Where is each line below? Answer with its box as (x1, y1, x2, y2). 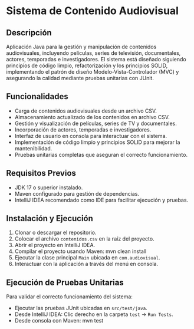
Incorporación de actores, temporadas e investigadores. (14, 126, 152, 133)
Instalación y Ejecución (6, 213, 93, 223)
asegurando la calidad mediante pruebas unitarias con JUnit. (6, 75, 154, 81)
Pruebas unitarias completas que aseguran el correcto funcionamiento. (14, 151, 188, 158)
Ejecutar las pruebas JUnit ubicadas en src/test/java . (14, 305, 147, 312)
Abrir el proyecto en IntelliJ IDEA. (14, 242, 96, 249)
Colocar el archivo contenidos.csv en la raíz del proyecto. (14, 235, 154, 242)
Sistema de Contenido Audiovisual (6, 4, 179, 18)
